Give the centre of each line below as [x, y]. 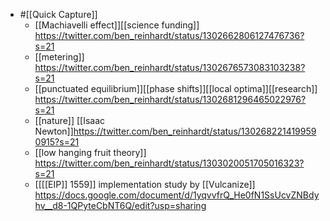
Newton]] [54, 131]
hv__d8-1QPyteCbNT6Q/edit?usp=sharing [120, 205]
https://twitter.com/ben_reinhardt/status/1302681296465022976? [170, 99]
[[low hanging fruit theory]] [90, 152]
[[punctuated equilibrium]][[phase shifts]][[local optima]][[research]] [176, 88]
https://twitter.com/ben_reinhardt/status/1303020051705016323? [169, 163]
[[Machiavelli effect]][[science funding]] [117, 25]
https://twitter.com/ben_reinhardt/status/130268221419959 [195, 131]
